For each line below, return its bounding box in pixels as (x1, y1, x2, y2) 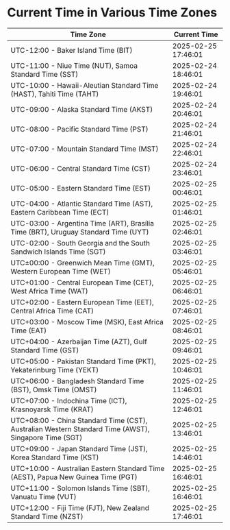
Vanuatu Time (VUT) (10, 492, 77, 501)
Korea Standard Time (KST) (10, 453, 99, 462)
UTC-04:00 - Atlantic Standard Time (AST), (10, 199, 153, 208)
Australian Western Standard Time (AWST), (10, 424, 150, 433)
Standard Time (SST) (10, 69, 79, 79)
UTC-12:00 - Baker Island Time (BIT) (10, 45, 133, 55)
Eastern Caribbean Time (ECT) (10, 207, 110, 217)
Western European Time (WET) (10, 266, 111, 276)
